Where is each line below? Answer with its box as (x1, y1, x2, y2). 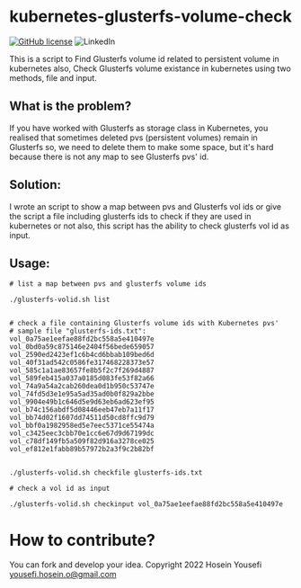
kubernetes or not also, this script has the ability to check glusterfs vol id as (9, 220, 290, 231)
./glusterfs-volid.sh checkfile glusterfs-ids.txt (9, 468, 203, 477)
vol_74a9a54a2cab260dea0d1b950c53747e (9, 382, 155, 391)
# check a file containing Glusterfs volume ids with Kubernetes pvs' (9, 319, 279, 328)
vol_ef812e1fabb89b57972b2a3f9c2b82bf (9, 445, 155, 454)
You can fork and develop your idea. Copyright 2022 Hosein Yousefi (9, 559, 262, 570)
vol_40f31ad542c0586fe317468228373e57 (9, 358, 155, 368)
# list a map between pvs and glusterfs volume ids (9, 280, 207, 289)
